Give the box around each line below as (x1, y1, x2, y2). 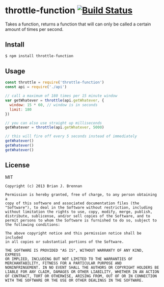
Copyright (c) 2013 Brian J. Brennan (5, 184, 82, 189)
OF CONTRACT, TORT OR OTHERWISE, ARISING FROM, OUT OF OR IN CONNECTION (5, 273, 157, 279)
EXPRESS (5, 252, 21, 257)
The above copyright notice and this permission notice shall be (5, 231, 141, 236)
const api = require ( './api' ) (5, 85, 67, 90)
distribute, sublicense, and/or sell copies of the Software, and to (5, 214, 151, 218)
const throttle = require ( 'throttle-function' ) (5, 80, 105, 85)
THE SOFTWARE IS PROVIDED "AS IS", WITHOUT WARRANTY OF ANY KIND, (5, 248, 144, 253)
